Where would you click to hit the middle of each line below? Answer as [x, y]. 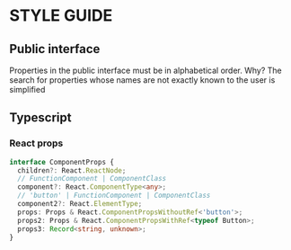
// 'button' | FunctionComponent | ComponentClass [114, 196]
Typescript [40, 118]
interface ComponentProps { [62, 162]
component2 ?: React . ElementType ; [80, 204]
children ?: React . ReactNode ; [72, 170]
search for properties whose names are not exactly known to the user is [142, 80]
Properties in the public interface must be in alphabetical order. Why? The [145, 70]
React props [36, 143]
